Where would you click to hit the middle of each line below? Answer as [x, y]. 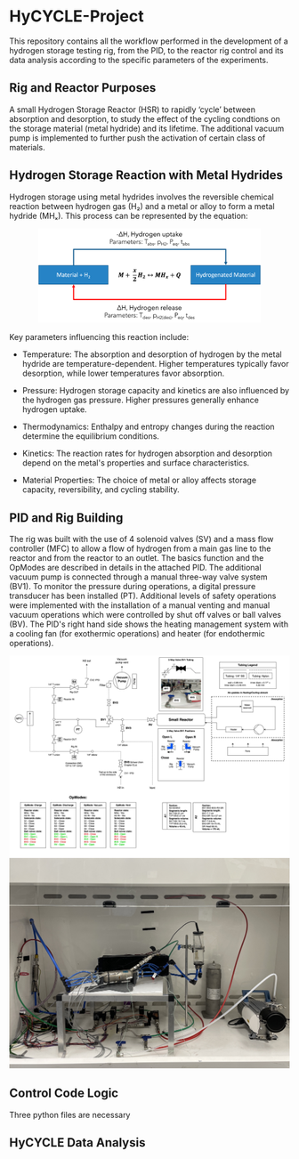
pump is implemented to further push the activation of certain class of [137, 138]
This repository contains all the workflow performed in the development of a [149, 41]
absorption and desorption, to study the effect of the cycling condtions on [145, 118]
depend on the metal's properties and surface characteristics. [136, 463]
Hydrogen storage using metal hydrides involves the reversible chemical [141, 197]
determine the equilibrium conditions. [91, 436]
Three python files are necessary [70, 1114]
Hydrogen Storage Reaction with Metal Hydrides [146, 175]
